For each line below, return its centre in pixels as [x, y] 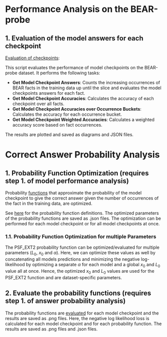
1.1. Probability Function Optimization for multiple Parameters [81, 236]
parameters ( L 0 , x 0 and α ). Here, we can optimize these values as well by [80, 253]
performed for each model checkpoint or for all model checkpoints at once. [83, 224]
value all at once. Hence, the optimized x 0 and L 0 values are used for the [80, 271]
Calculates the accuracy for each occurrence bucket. [67, 114]
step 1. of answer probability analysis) [66, 301]
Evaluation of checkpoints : [32, 58]
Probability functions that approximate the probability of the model [74, 193]
